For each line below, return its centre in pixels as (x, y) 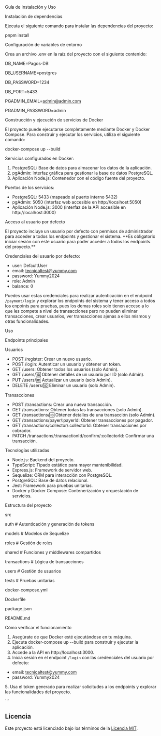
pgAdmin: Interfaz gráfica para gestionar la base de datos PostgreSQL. (83, 173)
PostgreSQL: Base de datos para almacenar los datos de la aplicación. (82, 168)
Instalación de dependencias (34, 16)
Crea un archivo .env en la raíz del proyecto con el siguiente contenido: (76, 54)
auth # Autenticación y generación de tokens (50, 524)
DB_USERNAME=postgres (31, 73)
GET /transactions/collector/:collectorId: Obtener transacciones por (79, 425)
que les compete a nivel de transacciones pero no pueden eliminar (71, 311)
